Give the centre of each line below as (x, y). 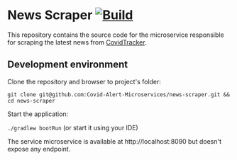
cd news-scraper (31, 101)
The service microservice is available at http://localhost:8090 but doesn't (115, 141)
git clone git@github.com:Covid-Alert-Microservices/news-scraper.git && (119, 95)
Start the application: (38, 114)
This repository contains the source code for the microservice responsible (116, 35)
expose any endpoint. (39, 149)
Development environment (68, 65)
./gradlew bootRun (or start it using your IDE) (73, 127)
